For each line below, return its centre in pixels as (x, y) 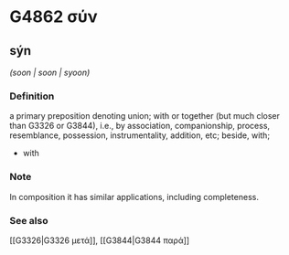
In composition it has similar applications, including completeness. (134, 197)
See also (29, 220)
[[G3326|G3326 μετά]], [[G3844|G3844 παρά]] (100, 240)
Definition (32, 96)
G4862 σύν (54, 17)
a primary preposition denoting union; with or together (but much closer (145, 116)
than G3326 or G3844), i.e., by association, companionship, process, (140, 126)
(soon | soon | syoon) (50, 72)
